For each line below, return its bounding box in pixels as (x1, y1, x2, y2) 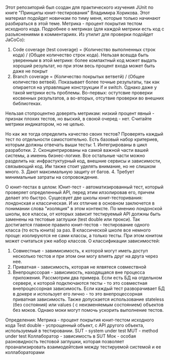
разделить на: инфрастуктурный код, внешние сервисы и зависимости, (5, 158, 161, 164)
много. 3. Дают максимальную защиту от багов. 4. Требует (5, 169, 134, 175)
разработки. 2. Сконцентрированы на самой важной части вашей (5, 147, 149, 153)
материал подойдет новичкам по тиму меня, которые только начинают (5, 15, 161, 21)
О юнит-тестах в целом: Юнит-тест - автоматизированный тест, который (5, 184, 164, 190)
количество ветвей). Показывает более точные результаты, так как (12, 79, 160, 85)
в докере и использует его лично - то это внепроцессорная (12, 291, 143, 297)
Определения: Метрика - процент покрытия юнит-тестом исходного (5, 317, 154, 323)
